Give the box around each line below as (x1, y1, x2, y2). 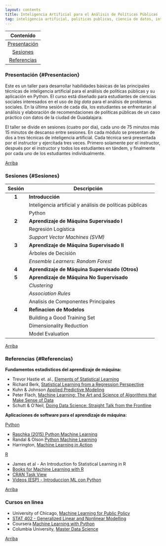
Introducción (29, 193, 60, 200)
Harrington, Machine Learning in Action (12, 442, 93, 448)
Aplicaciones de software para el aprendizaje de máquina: (5, 412, 127, 418)
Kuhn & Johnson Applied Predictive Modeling (12, 387, 105, 393)
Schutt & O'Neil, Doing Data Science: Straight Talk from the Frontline (12, 402, 152, 409)
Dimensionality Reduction (29, 322, 88, 329)
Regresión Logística (29, 225, 75, 232)
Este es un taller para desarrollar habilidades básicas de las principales (5, 83, 150, 89)
